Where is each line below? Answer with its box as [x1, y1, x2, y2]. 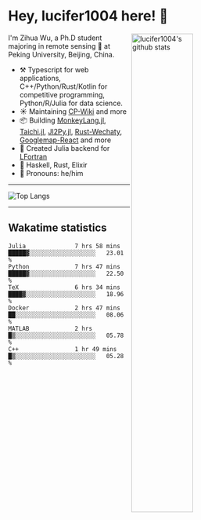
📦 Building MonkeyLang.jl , [19, 115, 107, 125]
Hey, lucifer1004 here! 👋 [8, 7, 169, 25]
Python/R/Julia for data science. [19, 98, 124, 108]
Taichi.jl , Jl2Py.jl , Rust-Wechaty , [19, 126, 123, 136]
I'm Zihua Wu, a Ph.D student [8, 33, 102, 42]
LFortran [19, 152, 48, 161]
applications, [19, 73, 61, 82]
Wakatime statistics [8, 222, 107, 235]
